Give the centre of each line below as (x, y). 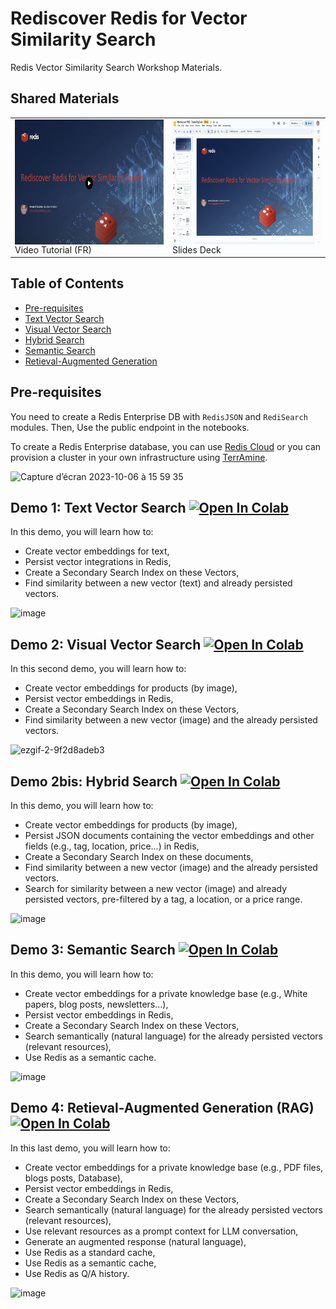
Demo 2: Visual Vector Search (106, 644)
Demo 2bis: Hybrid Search (94, 781)
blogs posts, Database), (73, 1178)
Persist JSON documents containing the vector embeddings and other (169, 836)
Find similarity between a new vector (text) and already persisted (158, 583)
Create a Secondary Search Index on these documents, (139, 857)
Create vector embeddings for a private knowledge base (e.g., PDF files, (174, 1167)
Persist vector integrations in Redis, (98, 562)
